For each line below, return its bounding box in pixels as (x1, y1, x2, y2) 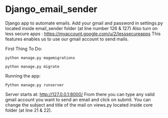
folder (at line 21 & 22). (5, 107, 52, 113)
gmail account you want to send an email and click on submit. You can (5, 96, 151, 102)
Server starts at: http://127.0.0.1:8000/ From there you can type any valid (5, 91, 155, 97)
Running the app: (5, 72, 41, 78)
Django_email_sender (5, 3, 98, 15)
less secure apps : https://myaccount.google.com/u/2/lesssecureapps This (5, 30, 161, 36)
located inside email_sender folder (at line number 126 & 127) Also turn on (5, 25, 158, 31)
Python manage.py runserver (5, 82, 64, 87)
